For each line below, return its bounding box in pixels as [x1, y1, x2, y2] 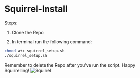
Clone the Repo [11, 29, 44, 35]
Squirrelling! [4, 67, 29, 73]
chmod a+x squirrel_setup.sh [4, 48, 65, 53]
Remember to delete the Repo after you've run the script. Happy [4, 62, 136, 68]
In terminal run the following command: [11, 39, 92, 45]
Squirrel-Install [4, 3, 68, 15]
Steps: [4, 20, 18, 26]
